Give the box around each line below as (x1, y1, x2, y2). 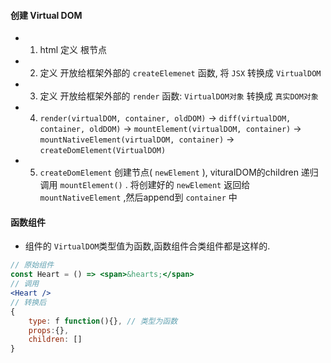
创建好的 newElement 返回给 (138, 179, 251, 191)
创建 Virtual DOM (10, 9, 83, 21)
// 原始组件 (10, 260, 55, 270)
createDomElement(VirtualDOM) (39, 146, 167, 156)
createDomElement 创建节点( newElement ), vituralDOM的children (39, 166, 299, 179)
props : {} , (28, 325, 70, 335)
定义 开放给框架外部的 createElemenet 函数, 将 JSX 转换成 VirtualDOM (39, 67, 322, 79)
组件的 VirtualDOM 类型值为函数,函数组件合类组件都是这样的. (24, 240, 271, 252)
